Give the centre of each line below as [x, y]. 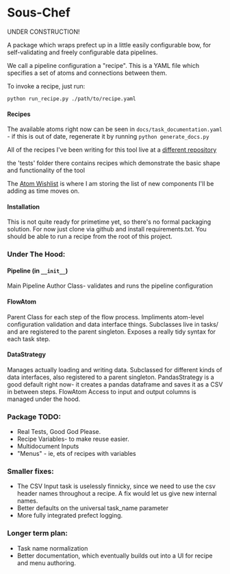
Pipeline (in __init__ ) [38, 271]
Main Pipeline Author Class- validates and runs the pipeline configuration [110, 286]
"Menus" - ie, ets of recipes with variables [77, 454]
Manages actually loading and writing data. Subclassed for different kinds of [115, 369]
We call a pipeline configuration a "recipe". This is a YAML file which [103, 65]
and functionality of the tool [46, 170]
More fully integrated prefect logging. [70, 516]
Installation [23, 207]
